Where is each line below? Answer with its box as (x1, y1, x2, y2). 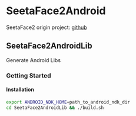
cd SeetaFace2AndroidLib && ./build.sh (6, 105, 104, 111)
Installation (6, 86, 34, 93)
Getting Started (6, 71, 51, 79)
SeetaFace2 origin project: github (6, 24, 87, 31)
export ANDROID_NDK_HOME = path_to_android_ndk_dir (6, 99, 131, 105)
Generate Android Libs (6, 56, 61, 63)
